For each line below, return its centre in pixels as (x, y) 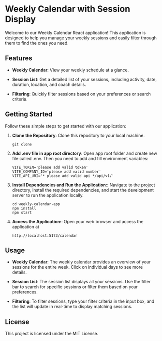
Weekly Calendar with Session (68, 9)
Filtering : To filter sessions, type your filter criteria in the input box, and (83, 301)
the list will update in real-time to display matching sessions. (72, 307)
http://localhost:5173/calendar (44, 235)
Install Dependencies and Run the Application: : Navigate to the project (84, 185)
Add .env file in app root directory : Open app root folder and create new (84, 153)
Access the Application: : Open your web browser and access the (78, 221)
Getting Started (29, 114)
